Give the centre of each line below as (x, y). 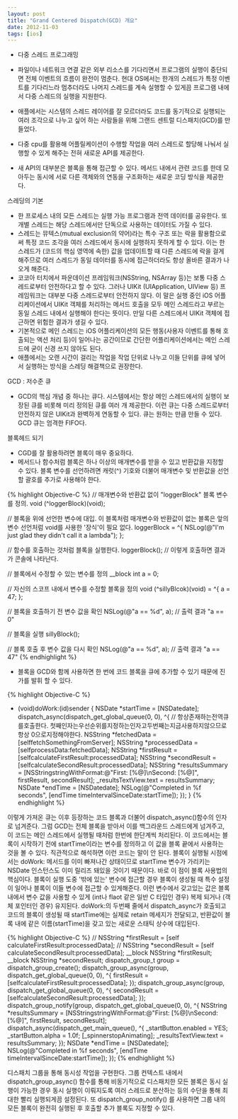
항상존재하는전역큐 (203, 717)
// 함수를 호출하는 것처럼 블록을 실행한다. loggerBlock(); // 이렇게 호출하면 (110, 550)
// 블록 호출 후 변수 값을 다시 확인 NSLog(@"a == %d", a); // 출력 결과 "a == (114, 649)
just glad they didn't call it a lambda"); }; (66, 535)
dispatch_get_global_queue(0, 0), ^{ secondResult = (83, 990)
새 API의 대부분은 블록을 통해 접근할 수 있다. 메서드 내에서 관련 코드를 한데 (119, 168)
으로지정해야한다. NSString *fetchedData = (96, 734)
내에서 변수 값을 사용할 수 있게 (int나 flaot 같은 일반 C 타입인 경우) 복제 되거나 (114, 897)
